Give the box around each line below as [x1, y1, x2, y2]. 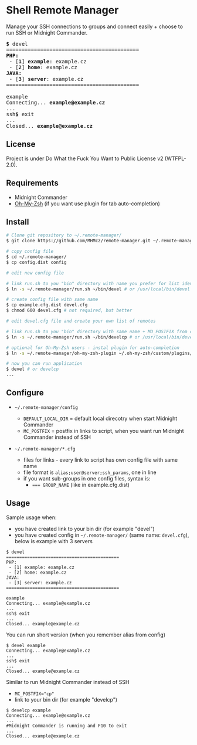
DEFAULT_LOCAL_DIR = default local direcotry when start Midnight [23, 415, 178, 422]
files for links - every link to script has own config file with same [23, 456, 178, 463]
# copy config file [6, 249, 54, 255]
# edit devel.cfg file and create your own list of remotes [6, 318, 157, 324]
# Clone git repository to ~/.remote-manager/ [6, 232, 122, 238]
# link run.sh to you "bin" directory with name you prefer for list [6, 280, 180, 286]
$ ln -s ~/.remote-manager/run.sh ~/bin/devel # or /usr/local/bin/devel [6, 286, 191, 292]
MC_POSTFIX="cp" [14, 690, 55, 697]
